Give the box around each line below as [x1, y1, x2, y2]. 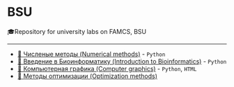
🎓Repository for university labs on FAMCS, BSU [7, 27, 147, 35]
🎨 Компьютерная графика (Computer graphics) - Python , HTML [17, 64, 197, 72]
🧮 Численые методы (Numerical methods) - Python [17, 50, 166, 58]
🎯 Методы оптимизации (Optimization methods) [17, 72, 158, 80]
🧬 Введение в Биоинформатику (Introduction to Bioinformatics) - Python [17, 57, 227, 66]
